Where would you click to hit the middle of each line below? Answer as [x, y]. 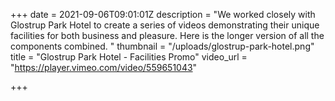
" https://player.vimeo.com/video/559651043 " [104, 67]
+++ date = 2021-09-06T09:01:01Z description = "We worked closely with [163, 14]
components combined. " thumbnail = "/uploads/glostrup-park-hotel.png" [162, 46]
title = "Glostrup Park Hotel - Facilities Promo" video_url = [129, 57]
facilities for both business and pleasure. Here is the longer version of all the [167, 35]
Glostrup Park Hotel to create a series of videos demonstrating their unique [165, 25]
